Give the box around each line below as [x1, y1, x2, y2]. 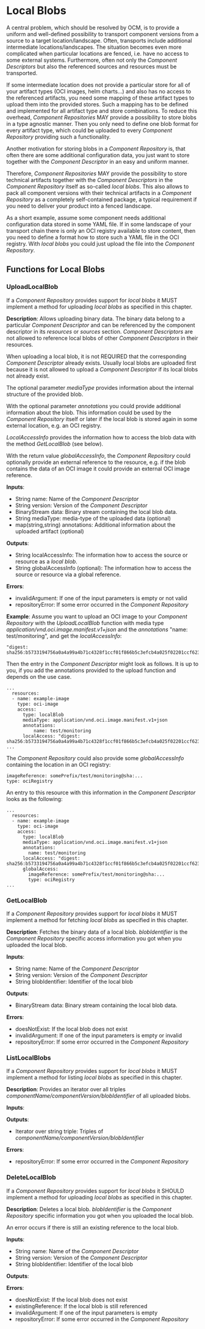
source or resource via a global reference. [15, 571, 121, 578]
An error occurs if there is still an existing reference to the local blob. [6, 1223, 179, 1231]
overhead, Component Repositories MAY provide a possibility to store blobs [6, 114, 197, 121]
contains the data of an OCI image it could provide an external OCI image [6, 465, 190, 472]
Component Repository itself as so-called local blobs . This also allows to [6, 183, 189, 190]
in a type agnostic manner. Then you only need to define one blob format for [6, 120, 199, 127]
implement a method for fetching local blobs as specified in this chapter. [6, 916, 189, 923]
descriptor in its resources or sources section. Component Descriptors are [6, 328, 193, 335]
